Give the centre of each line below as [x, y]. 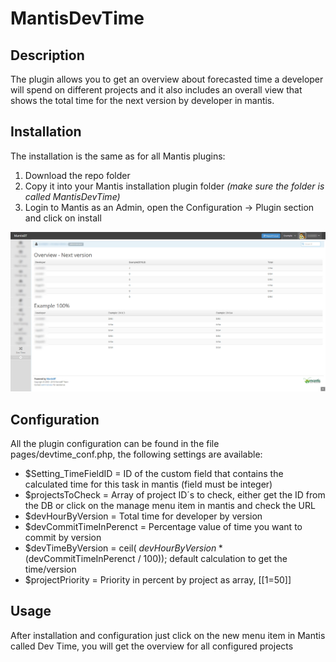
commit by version [63, 538]
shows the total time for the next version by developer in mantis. [142, 100]
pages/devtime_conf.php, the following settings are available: [136, 454]
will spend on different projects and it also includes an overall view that [156, 90]
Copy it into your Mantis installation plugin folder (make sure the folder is [174, 186]
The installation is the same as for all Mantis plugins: [118, 156]
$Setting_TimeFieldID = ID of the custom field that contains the [154, 474]
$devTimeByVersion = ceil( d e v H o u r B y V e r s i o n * [123, 548]
